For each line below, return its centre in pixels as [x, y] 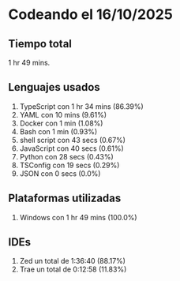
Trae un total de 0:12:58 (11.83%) [73, 269]
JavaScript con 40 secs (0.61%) [71, 148]
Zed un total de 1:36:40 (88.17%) [73, 261]
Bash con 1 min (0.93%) [58, 131]
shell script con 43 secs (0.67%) [73, 140]
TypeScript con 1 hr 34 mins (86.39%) [81, 106]
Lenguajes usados [54, 87]
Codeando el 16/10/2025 [91, 15]
